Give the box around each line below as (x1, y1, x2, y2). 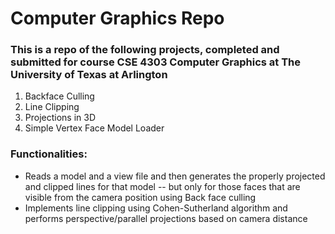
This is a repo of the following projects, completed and (10, 43, 280, 57)
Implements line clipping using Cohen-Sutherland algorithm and (24, 202, 288, 214)
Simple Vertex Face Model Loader (24, 122, 165, 134)
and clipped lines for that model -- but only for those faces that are (24, 180, 301, 192)
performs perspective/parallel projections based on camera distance (24, 212, 308, 224)
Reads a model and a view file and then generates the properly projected (24, 170, 326, 182)
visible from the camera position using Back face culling (24, 191, 257, 203)
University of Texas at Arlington (10, 68, 168, 82)
